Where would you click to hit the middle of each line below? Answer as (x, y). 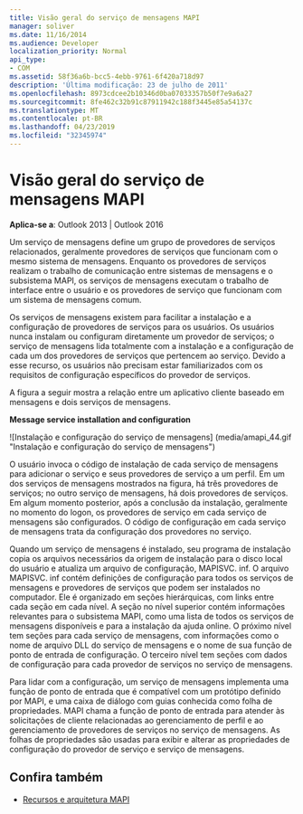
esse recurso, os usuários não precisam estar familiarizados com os (137, 365)
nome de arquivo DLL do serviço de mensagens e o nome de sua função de (151, 645)
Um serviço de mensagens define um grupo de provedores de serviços (142, 241)
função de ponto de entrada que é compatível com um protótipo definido (145, 691)
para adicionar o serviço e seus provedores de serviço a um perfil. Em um (147, 473)
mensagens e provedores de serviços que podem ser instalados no (135, 587)
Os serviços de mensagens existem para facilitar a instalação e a (130, 317)
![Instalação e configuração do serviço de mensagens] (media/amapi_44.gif (151, 437)
